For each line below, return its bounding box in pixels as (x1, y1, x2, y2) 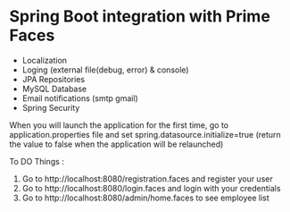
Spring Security (21, 102, 80, 113)
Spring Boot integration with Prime (9, 6, 270, 27)
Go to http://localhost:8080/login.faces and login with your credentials (21, 182, 281, 193)
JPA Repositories (21, 73, 86, 84)
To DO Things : (9, 156, 64, 166)
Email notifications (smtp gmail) (21, 92, 138, 104)
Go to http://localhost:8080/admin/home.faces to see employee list (21, 192, 269, 203)
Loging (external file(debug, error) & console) (21, 64, 189, 75)
